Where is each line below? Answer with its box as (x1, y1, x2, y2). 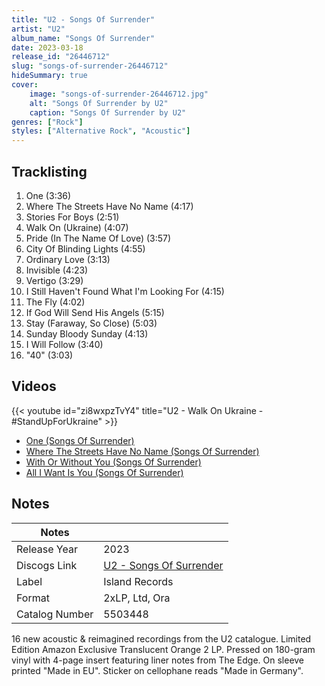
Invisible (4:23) (25, 264, 89, 276)
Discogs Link (16, 558, 78, 572)
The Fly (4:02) (25, 296, 86, 308)
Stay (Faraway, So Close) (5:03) (25, 317, 158, 329)
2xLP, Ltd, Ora (103, 591, 171, 605)
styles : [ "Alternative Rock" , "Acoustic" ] (11, 126, 191, 136)
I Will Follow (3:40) (25, 338, 104, 350)
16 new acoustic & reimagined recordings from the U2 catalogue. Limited (11, 632, 312, 645)
